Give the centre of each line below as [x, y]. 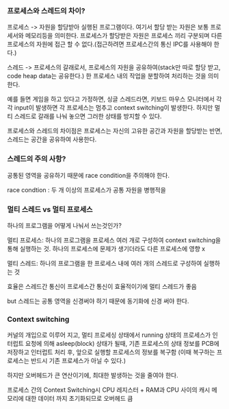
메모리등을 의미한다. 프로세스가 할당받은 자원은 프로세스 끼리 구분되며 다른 [124, 36]
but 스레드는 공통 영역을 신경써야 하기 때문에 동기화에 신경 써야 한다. [98, 301]
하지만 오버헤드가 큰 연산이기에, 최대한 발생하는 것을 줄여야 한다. [93, 375]
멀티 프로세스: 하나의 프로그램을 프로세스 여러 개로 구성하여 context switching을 [114, 240]
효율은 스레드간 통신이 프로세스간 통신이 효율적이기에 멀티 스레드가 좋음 [102, 286]
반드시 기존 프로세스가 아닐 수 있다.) [78, 361]
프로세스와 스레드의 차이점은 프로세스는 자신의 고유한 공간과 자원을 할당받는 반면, [115, 131]
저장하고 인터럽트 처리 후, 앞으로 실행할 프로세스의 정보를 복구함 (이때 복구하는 [111, 352]
